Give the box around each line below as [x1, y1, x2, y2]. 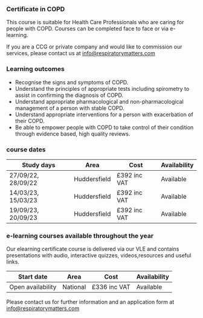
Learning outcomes [6, 65, 65, 73]
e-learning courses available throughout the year [6, 231, 154, 240]
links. [6, 258, 20, 265]
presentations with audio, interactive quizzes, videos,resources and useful [6, 252, 192, 259]
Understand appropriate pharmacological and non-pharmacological [14, 98, 184, 105]
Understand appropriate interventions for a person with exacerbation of [14, 111, 193, 118]
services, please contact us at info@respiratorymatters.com [6, 50, 155, 57]
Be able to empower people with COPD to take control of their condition [14, 124, 194, 131]
